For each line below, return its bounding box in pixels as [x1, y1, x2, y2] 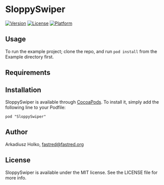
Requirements [5, 68, 50, 77]
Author [5, 128, 28, 136]
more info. [5, 174, 27, 180]
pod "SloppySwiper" [5, 114, 46, 119]
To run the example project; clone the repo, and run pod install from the [5, 48, 157, 54]
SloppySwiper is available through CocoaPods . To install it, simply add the [5, 99, 159, 105]
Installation [5, 85, 41, 94]
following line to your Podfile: [5, 104, 66, 110]
